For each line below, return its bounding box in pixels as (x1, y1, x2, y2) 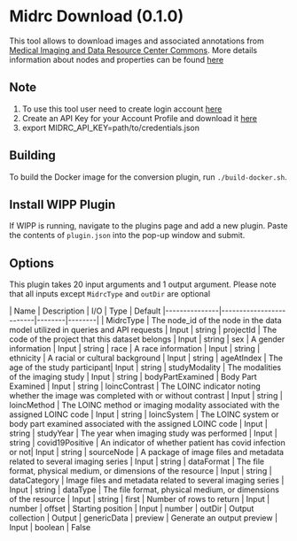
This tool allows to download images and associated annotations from (9, 35, 264, 46)
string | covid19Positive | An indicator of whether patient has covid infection (9, 437, 286, 448)
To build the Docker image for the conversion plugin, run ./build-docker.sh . (9, 171, 287, 182)
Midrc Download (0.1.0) (9, 6, 184, 27)
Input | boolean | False (9, 522, 91, 533)
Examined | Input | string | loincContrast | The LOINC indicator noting (9, 381, 262, 391)
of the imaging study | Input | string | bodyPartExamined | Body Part (9, 372, 257, 383)
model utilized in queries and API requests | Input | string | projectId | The (9, 325, 277, 336)
